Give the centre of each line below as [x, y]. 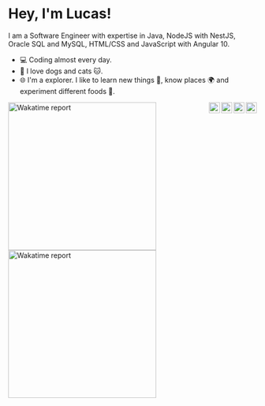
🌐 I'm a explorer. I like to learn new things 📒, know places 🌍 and [124, 80]
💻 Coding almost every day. [65, 59]
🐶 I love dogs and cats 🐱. [61, 71]
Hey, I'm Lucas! [60, 14]
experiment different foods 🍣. [67, 91]
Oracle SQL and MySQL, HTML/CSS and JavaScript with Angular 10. [119, 43]
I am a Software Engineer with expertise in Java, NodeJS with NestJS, [122, 35]
